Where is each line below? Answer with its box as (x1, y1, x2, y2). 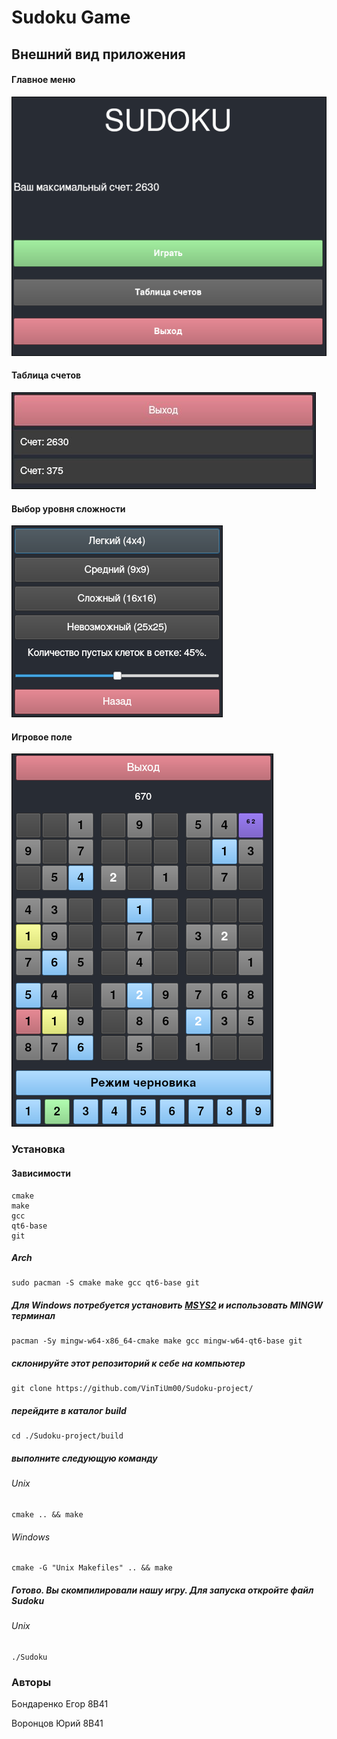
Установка (11, 1142, 66, 1156)
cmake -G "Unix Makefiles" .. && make (11, 1563, 173, 1573)
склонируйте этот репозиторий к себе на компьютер (11, 1357, 246, 1370)
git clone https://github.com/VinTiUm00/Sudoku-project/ (11, 1384, 254, 1394)
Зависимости (11, 1167, 72, 1179)
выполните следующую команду (11, 1452, 158, 1464)
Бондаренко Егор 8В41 (11, 1698, 109, 1710)
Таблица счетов (11, 369, 82, 381)
